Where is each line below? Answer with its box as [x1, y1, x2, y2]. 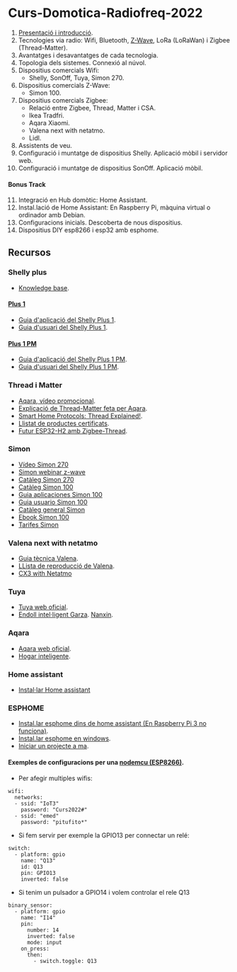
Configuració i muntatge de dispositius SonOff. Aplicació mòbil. [18, 164, 204, 172]
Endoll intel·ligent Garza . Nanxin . [18, 610, 114, 619]
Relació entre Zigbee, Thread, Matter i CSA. [28, 103, 156, 112]
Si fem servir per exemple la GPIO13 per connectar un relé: [18, 830, 190, 840]
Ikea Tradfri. [28, 111, 64, 120]
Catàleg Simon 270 [18, 475, 74, 484]
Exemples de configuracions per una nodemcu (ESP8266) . [8, 757, 185, 766]
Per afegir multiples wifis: [18, 774, 93, 782]
